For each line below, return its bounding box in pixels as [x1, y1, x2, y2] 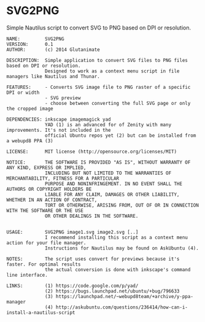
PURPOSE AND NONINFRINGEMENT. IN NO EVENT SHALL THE [45, 180, 183, 187]
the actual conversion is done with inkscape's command [45, 266, 191, 273]
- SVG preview [45, 94, 81, 101]
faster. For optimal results [6, 261, 81, 267]
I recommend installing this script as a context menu [45, 234, 188, 240]
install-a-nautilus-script [6, 309, 75, 316]
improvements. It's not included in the [6, 127, 112, 133]
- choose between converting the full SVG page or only [45, 100, 191, 106]
